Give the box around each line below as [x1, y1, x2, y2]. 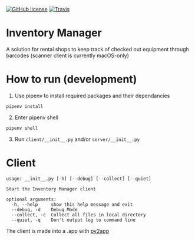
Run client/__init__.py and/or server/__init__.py [14, 136, 140, 143]
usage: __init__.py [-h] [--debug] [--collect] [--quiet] [6, 176, 151, 182]
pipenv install [6, 103, 44, 109]
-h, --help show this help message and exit [11, 201, 133, 208]
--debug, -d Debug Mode [11, 206, 78, 212]
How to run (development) [6, 73, 137, 86]
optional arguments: [6, 196, 57, 202]
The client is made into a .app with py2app [6, 227, 110, 234]
